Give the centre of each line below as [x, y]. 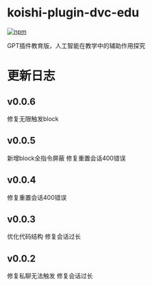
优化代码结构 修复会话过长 [44, 237]
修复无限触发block [33, 118]
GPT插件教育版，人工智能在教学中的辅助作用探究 [76, 45]
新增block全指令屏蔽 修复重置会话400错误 [66, 158]
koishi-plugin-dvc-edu [73, 13]
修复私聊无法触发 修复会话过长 [50, 276]
